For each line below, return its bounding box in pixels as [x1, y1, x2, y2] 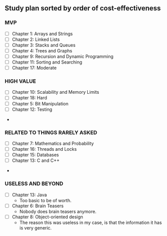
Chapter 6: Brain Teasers [12, 203, 64, 209]
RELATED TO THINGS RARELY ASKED [5, 129, 97, 136]
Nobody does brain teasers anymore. [19, 208, 97, 214]
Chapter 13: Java [12, 192, 47, 198]
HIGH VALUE [5, 78, 36, 85]
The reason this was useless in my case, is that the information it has [19, 219, 162, 225]
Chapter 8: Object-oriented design [12, 214, 83, 220]
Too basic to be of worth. [19, 197, 72, 203]
